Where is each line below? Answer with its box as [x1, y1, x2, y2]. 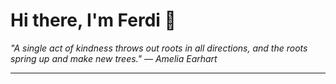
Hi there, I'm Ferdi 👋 [10, 9, 177, 32]
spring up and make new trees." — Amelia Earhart [10, 52, 218, 64]
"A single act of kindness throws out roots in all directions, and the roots [10, 42, 308, 54]
